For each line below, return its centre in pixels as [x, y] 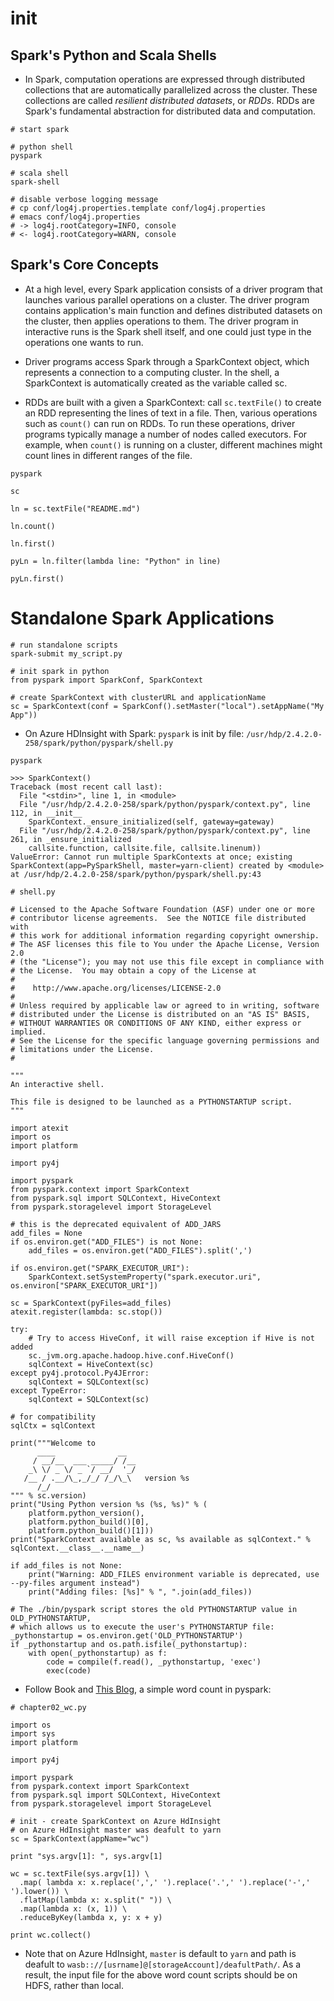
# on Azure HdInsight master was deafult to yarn [116, 1830]
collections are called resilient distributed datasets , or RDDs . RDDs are [170, 100]
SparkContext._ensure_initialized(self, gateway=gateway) [151, 822]
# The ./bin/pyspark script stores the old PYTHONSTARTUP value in [154, 1609]
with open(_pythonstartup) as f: [98, 1653]
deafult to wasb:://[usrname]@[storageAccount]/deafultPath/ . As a [163, 1964]
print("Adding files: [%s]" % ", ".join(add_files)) [140, 1592]
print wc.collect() [51, 1935]
